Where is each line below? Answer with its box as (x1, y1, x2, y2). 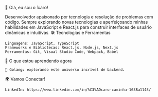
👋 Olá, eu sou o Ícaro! (5, 5, 48, 10)
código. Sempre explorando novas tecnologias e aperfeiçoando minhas (5, 19, 148, 25)
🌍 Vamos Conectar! (5, 76, 45, 82)
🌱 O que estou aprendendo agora (5, 58, 72, 64)
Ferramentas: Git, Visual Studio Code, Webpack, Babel (5, 49, 119, 54)
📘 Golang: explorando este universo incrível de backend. (5, 67, 125, 72)
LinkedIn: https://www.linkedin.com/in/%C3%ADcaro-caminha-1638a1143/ (5, 87, 151, 92)
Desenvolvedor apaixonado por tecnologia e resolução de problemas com (5, 14, 153, 19)
